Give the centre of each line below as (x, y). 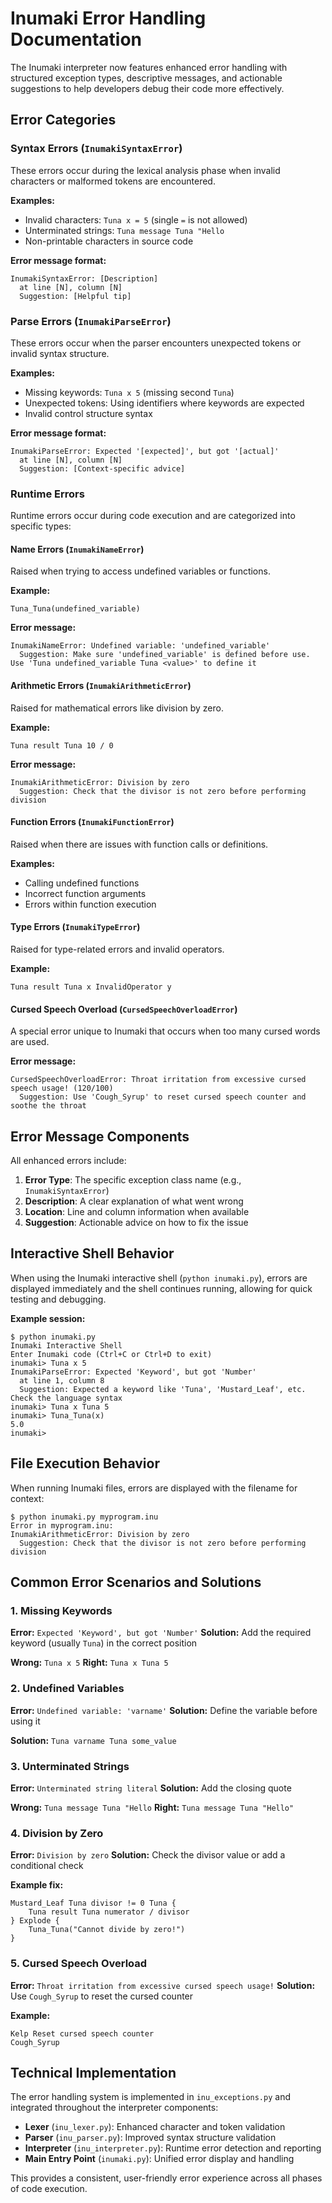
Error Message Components (100, 1136)
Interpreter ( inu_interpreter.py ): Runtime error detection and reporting (173, 2148)
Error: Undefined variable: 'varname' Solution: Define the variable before (164, 1710)
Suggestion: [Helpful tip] (75, 296)
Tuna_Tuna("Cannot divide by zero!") (107, 1930)
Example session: (48, 1318)
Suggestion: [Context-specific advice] (102, 468)
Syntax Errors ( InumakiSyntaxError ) (96, 149)
